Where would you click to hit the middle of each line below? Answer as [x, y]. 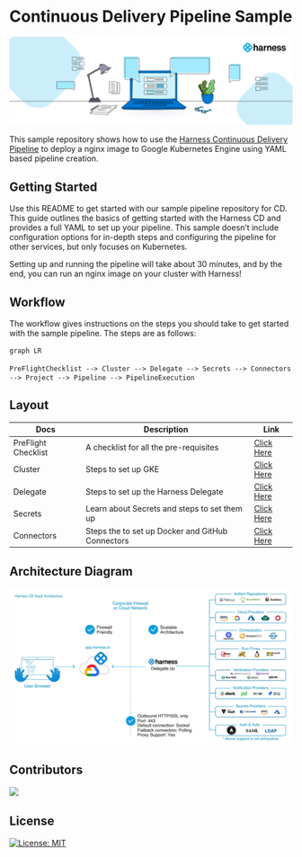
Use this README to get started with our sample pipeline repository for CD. [148, 209]
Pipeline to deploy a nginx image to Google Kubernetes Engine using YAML [148, 149]
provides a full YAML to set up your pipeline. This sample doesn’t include [144, 228]
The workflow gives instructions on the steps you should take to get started [149, 324]
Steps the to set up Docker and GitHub [156, 531]
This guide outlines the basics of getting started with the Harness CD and [145, 219]
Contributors [46, 770]
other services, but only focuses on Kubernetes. [98, 247]
